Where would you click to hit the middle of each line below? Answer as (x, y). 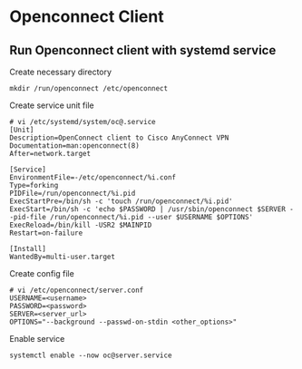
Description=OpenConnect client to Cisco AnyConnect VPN (119, 138)
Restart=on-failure (46, 233)
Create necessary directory (60, 72)
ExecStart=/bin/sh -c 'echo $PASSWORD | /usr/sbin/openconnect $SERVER (147, 209)
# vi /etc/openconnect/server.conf (77, 290)
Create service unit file (52, 105)
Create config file (42, 273)
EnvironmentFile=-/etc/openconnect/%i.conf (93, 178)
